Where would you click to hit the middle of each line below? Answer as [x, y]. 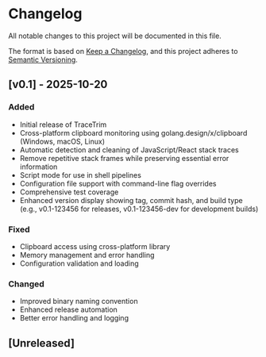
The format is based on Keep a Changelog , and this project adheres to [123, 51]
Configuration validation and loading [79, 263]
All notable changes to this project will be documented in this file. [115, 36]
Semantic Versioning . [43, 59]
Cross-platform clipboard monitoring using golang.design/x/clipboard [133, 132]
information [39, 167]
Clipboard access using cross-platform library [95, 246]
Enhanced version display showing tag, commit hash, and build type [131, 200]
